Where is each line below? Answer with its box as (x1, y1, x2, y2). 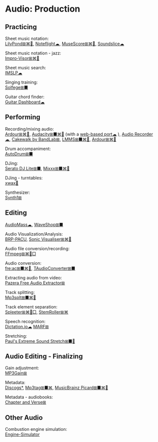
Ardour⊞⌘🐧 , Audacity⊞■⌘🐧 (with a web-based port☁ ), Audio (5, 131, 134, 137)
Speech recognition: (5, 318, 46, 324)
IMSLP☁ (5, 70, 23, 76)
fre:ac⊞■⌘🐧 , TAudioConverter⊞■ (5, 265, 75, 271)
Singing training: (5, 79, 38, 85)
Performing (5, 113, 40, 121)
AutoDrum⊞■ (5, 151, 33, 156)
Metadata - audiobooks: (5, 394, 53, 400)
